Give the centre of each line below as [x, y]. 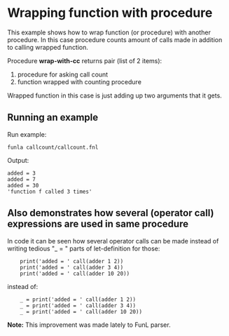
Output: [18, 160]
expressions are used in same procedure [98, 224]
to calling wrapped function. [48, 47]
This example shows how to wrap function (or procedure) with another [109, 32]
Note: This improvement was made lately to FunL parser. [89, 325]
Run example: [27, 134]
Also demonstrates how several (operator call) [111, 213]
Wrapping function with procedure [110, 13]
